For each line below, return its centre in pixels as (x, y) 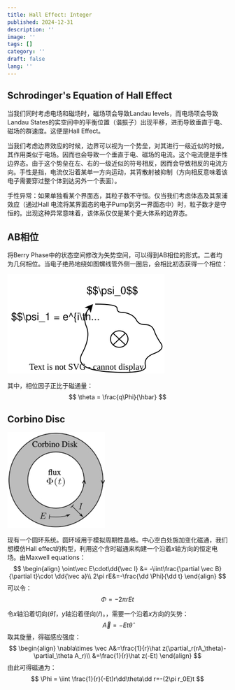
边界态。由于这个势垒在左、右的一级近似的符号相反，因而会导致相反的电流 (114, 163)
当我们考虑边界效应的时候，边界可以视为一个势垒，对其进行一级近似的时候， (117, 145)
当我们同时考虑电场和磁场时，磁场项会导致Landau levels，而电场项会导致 (113, 113)
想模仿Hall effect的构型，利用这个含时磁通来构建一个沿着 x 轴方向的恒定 (109, 549)
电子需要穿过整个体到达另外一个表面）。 (64, 180)
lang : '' (20, 66)
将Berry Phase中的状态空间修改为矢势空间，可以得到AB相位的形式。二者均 (115, 255)
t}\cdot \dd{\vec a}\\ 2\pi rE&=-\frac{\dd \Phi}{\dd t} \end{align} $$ (130, 576)
